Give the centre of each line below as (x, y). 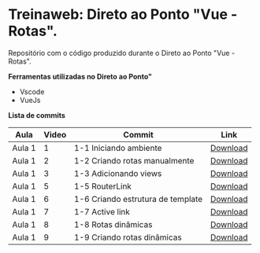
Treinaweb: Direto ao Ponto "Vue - (123, 15)
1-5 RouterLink (103, 186)
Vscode (32, 91)
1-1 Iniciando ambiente (118, 148)
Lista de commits (37, 115)
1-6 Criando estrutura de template (138, 199)
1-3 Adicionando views (118, 173)
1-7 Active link (102, 211)
